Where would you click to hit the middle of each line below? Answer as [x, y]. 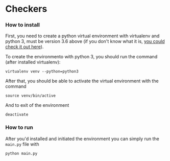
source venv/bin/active [31, 96]
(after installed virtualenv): [33, 62]
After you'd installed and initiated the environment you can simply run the [82, 139]
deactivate [17, 115]
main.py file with [22, 144]
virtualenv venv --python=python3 [42, 72]
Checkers [26, 9]
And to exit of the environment [37, 105]
